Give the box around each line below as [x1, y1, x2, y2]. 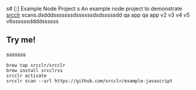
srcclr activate [6, 73, 47, 79]
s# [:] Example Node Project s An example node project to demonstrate [6, 5, 183, 12]
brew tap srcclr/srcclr [6, 62, 66, 68]
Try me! [6, 35, 36, 45]
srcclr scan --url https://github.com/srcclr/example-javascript [6, 77, 173, 84]
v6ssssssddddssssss [6, 18, 59, 24]
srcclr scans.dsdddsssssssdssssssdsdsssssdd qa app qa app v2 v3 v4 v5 [6, 11, 190, 18]
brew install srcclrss [6, 67, 63, 73]
